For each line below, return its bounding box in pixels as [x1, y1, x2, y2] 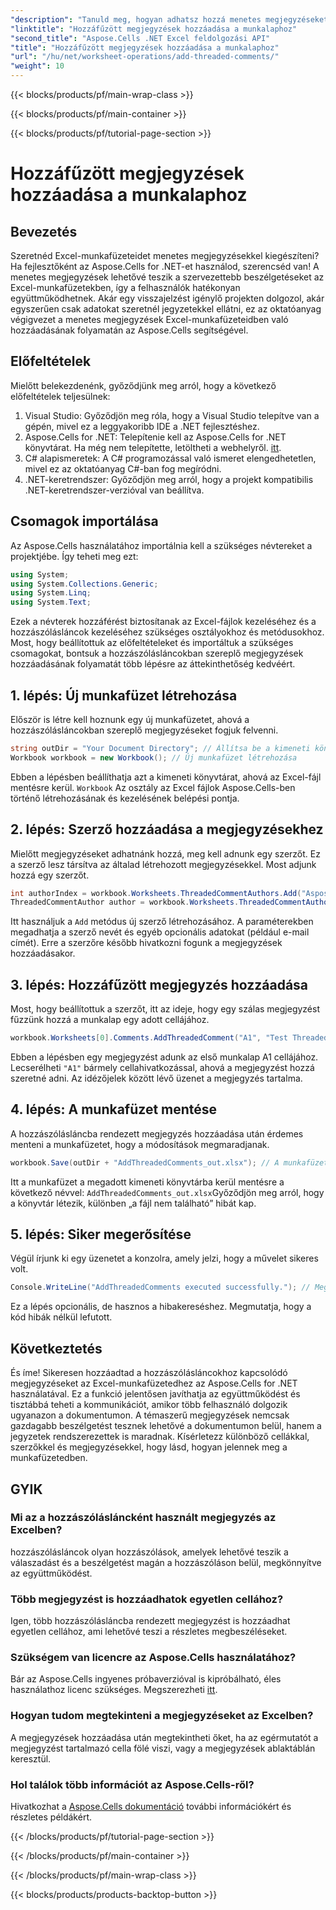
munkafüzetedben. [10, 1452, 88, 1464]
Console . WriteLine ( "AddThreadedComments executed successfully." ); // [10, 1282, 311, 1293]
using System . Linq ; [10, 588, 92, 598]
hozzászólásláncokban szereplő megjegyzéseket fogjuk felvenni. [10, 724, 279, 736]
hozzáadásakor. [10, 947, 76, 960]
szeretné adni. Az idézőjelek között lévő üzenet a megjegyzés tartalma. [10, 1072, 303, 1084]
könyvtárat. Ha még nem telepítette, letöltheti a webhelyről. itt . [24, 441, 282, 453]
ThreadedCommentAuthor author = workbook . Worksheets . [10, 897, 240, 908]
